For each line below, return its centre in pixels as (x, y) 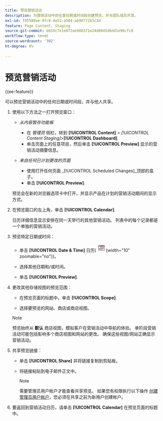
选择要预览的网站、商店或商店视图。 (56, 308)
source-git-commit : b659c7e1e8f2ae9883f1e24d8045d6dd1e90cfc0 (69, 31)
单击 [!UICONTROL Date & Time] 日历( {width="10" (74, 250)
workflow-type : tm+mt (27, 36)
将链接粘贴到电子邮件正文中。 (49, 371)
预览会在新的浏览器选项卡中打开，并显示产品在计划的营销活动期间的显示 (84, 193)
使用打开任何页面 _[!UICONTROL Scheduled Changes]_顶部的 (88, 171)
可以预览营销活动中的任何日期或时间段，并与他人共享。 (60, 101)
